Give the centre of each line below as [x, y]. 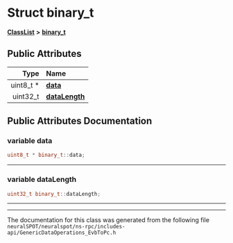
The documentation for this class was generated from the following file [109, 220]
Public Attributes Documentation [80, 121]
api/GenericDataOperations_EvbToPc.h [62, 233]
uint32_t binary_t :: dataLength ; [54, 194]
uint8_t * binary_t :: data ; [46, 155]
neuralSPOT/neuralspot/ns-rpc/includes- [67, 227]
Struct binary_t [51, 13]
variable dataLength [42, 180]
